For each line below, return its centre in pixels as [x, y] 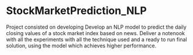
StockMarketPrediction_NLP [77, 11]
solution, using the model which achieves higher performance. [81, 46]
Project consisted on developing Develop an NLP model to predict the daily [96, 27]
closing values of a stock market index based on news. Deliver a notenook [96, 33]
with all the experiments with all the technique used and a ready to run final [96, 39]
